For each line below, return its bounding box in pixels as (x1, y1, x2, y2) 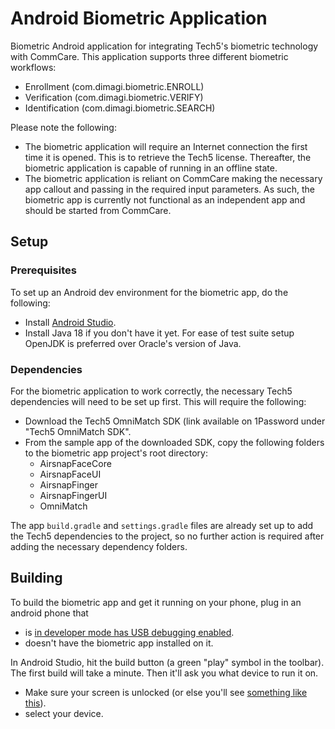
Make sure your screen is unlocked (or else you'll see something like (24, 686, 308, 698)
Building (10, 570, 63, 587)
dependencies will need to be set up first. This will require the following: (10, 395, 307, 407)
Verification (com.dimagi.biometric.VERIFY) (24, 91, 204, 103)
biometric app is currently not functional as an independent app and (24, 193, 306, 206)
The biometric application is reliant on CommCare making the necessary (24, 172, 323, 184)
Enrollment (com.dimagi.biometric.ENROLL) (24, 80, 205, 92)
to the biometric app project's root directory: (24, 447, 208, 459)
